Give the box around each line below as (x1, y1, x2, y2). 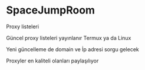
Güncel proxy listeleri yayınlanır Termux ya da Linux (6, 34, 131, 41)
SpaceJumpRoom (6, 4, 95, 17)
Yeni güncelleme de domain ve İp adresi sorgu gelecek (6, 45, 140, 53)
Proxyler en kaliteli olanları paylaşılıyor (6, 57, 99, 64)
